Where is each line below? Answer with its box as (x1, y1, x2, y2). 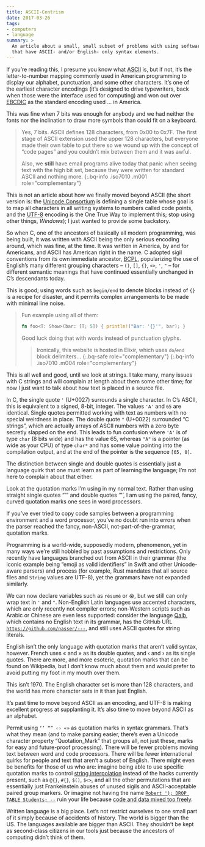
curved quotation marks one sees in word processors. (6, 497, 142, 505)
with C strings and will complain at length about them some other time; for (6, 377, 193, 385)
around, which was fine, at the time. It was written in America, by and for (6, 242, 189, 249)
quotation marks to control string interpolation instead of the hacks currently (6, 769, 198, 777)
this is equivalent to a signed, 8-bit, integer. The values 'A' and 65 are (6, 402, 182, 410)
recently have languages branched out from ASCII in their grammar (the (6, 554, 187, 561)
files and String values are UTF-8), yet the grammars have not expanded (6, 573, 190, 581)
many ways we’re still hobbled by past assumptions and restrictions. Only (6, 548, 191, 555)
